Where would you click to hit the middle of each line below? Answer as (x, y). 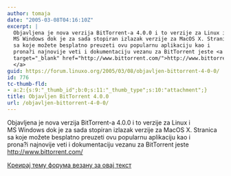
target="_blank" (36, 58)
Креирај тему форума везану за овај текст (69, 165)
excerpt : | (23, 26)
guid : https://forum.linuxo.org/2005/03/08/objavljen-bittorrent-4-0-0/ (113, 71)
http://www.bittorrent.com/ (45, 151)
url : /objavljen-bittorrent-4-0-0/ (58, 103)
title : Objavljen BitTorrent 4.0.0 (58, 97)
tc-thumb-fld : (27, 84)
